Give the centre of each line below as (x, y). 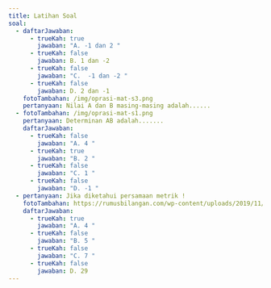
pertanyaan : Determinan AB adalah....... (93, 121)
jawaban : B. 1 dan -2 (74, 61)
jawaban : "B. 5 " (66, 241)
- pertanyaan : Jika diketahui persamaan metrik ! (100, 196)
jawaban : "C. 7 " (66, 256)
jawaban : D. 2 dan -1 (74, 91)
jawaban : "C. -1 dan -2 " (83, 76)
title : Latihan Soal (43, 16)
